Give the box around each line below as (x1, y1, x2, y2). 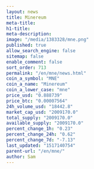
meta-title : (6, 20, 36, 26)
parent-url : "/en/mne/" (6, 148, 65, 154)
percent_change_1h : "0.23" (6, 126, 73, 132)
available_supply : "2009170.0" (6, 120, 84, 126)
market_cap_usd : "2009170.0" (6, 109, 79, 115)
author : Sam (6, 153, 36, 159)
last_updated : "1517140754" (6, 142, 76, 149)
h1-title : (6, 25, 31, 32)
